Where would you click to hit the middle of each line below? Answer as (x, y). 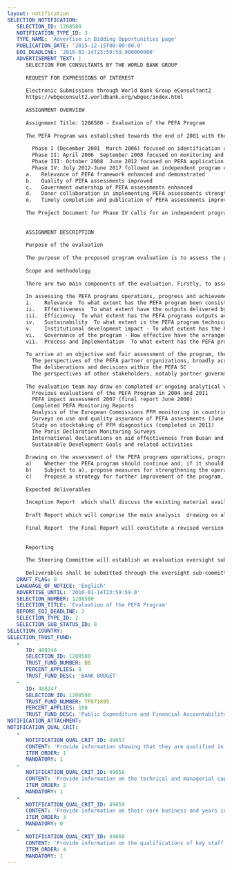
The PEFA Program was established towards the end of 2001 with (120, 136)
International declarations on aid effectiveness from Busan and (128, 438)
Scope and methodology (58, 270)
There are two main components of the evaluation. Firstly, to (118, 284)
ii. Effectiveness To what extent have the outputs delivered (121, 309)
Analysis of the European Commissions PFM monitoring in (115, 412)
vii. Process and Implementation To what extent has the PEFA (120, 342)
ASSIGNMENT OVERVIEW (55, 110)
